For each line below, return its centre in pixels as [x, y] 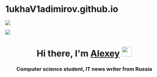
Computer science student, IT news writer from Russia [84, 69]
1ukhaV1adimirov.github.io [62, 9]
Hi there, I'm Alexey [78, 54]
